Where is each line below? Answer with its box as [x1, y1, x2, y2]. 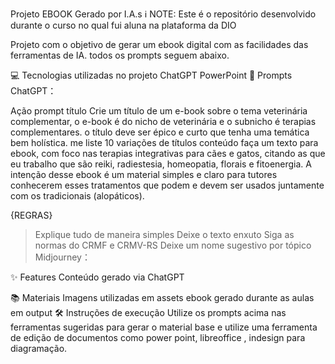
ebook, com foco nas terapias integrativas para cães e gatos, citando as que [10, 148, 326, 159]
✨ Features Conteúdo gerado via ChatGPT [10, 271, 185, 283]
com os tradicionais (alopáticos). [10, 190, 145, 202]
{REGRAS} [10, 209, 53, 221]
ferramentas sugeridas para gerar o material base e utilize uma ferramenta [10, 321, 318, 333]
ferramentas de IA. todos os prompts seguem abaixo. [10, 49, 230, 61]
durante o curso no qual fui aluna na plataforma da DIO [10, 19, 237, 31]
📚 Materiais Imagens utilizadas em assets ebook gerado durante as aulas [10, 292, 315, 303]
